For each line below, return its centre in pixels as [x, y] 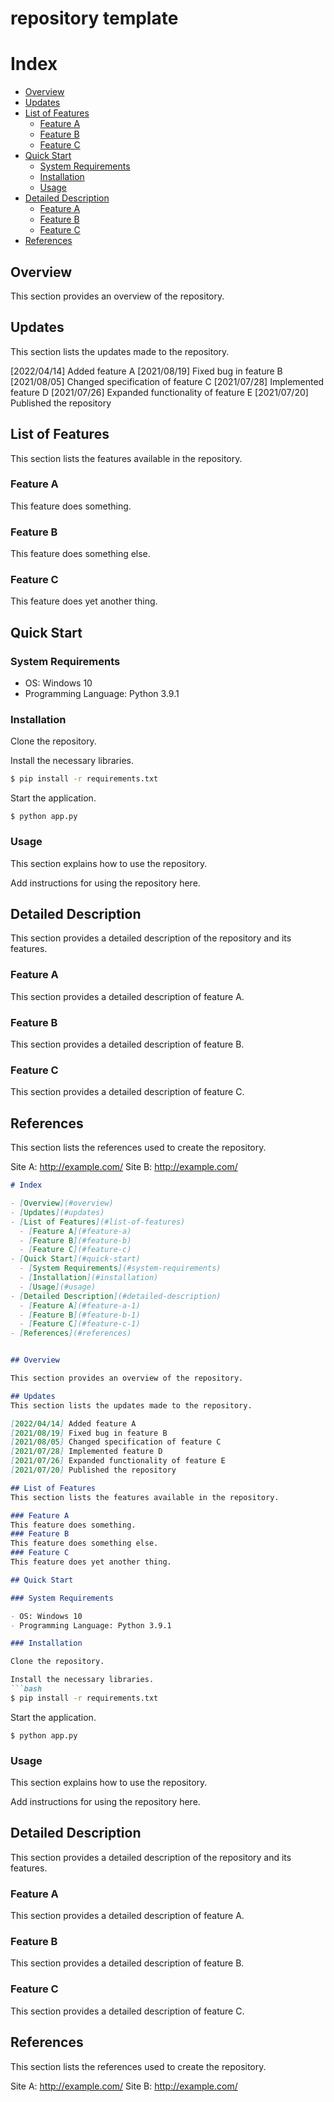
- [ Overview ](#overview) [62, 1203]
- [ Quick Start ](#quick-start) [75, 1259]
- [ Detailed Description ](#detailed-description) [116, 1296]
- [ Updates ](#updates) [57, 1212]
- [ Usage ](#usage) [58, 1287]
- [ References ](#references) [71, 1333]
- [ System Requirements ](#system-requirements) [120, 1268]
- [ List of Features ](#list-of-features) [98, 1222]
